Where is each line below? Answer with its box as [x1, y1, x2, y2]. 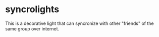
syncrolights [5, 4, 60, 15]
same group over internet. [5, 25, 60, 31]
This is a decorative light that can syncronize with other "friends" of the [5, 20, 154, 26]
